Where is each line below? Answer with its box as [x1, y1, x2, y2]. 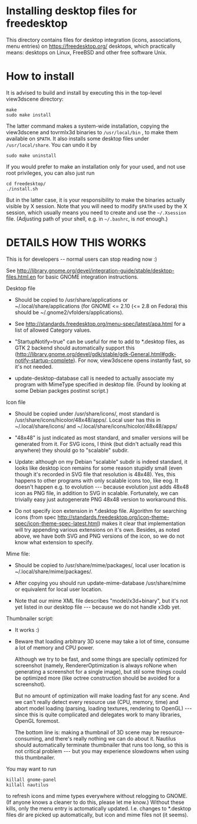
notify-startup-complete [14, 357, 74, 364]
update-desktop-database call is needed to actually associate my [14, 374, 174, 382]
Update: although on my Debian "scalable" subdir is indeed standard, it [14, 458, 188, 465]
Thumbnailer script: [6, 615, 54, 622]
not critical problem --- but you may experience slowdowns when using [14, 747, 189, 755]
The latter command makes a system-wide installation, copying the [6, 122, 169, 130]
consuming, [14, 735, 44, 742]
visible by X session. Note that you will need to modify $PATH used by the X [6, 202, 188, 209]
